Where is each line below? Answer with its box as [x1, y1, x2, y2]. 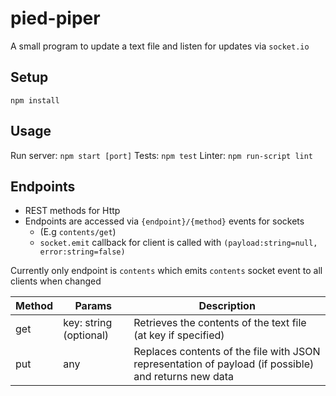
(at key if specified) [133, 328, 225, 342]
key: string [63, 316, 113, 330]
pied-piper [10, 7, 101, 30]
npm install [10, 95, 60, 106]
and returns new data [133, 370, 234, 384]
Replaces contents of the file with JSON [133, 345, 321, 359]
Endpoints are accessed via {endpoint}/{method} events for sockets [24, 215, 305, 227]
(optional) [63, 328, 110, 342]
